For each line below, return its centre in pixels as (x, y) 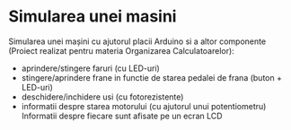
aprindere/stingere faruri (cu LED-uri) (91, 68)
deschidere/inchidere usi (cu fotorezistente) (102, 97)
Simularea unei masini (93, 17)
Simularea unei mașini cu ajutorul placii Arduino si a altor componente (137, 41)
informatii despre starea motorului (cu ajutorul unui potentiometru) (144, 106)
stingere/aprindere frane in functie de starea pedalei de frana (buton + (151, 77)
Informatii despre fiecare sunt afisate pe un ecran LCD (122, 116)
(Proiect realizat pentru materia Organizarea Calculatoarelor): (121, 50)
